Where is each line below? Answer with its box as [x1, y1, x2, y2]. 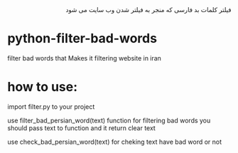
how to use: [7, 79, 78, 95]
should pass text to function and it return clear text [7, 123, 156, 132]
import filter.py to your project [7, 102, 95, 111]
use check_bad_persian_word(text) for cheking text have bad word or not [7, 137, 222, 146]
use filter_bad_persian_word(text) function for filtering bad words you [7, 116, 211, 125]
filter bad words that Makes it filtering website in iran [7, 53, 162, 62]
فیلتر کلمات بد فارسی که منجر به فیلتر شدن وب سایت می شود [65, 6, 232, 14]
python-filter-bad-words [7, 31, 158, 47]
